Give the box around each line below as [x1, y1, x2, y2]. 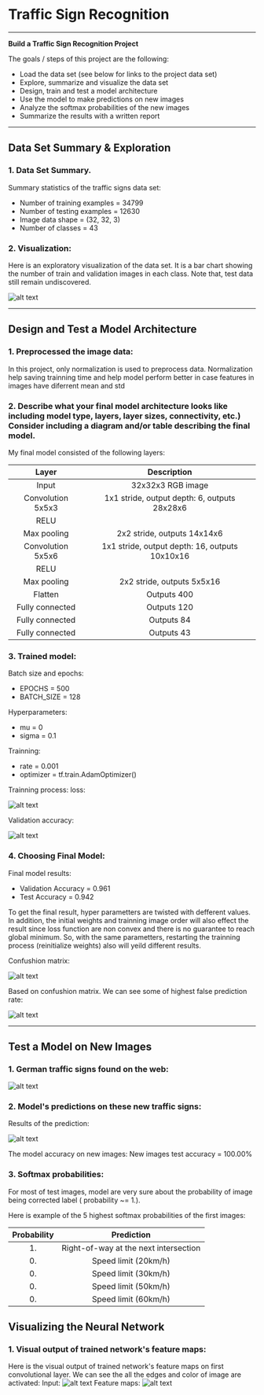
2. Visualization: [8, 242, 72, 253]
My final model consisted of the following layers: [8, 447, 165, 457]
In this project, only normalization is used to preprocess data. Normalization [8, 364, 253, 374]
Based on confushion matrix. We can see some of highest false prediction [8, 986, 247, 996]
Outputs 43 [148, 627, 191, 638]
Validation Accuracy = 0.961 [19, 883, 111, 893]
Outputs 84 [148, 614, 191, 625]
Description [147, 466, 192, 477]
